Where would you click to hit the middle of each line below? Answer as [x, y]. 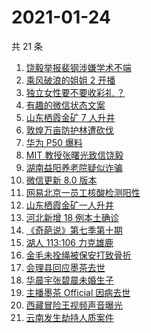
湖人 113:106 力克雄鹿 [69, 242]
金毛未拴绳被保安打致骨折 [78, 255]
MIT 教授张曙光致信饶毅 [74, 155]
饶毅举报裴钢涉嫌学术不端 [78, 67]
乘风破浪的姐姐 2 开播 [70, 80]
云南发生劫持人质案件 [69, 317]
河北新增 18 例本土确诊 [72, 217]
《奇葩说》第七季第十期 [74, 230]
